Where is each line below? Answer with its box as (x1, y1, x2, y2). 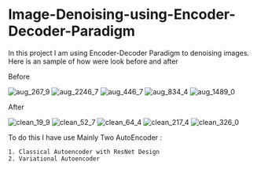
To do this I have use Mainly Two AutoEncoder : (8, 132, 163, 142)
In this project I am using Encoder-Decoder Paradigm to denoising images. (8, 48, 250, 57)
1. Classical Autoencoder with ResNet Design (8, 148, 160, 156)
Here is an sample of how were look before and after (8, 57, 178, 66)
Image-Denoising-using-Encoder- (8, 6, 236, 24)
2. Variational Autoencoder (8, 155, 101, 163)
